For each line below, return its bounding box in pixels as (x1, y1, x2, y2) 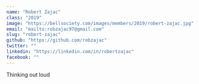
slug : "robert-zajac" (6, 32, 61, 38)
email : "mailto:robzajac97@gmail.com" (6, 26, 104, 32)
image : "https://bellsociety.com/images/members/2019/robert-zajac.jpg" (6, 20, 194, 26)
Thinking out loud (6, 71, 50, 78)
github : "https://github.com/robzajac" (6, 37, 107, 43)
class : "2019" (6, 15, 42, 21)
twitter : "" (6, 43, 36, 49)
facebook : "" (6, 54, 39, 60)
